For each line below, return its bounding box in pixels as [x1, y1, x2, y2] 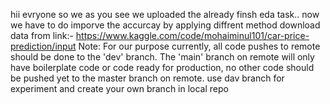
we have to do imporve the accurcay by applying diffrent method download [10, 19, 321, 31]
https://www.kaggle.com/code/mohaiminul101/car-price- [75, 30, 310, 41]
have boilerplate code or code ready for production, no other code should [10, 62, 315, 73]
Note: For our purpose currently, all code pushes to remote [78, 40, 321, 52]
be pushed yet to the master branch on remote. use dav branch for [10, 72, 285, 84]
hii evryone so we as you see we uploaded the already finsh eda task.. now [10, 9, 320, 20]
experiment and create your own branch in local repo [10, 83, 229, 94]
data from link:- [10, 30, 74, 41]
